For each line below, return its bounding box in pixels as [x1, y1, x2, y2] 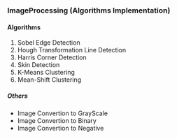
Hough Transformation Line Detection [17, 46, 127, 54]
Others [7, 92, 28, 100]
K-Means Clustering [17, 68, 76, 77]
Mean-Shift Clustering [17, 75, 82, 84]
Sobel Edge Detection [17, 38, 80, 47]
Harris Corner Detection [17, 53, 87, 61]
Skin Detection [17, 61, 60, 69]
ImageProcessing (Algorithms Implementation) [7, 6, 171, 15]
